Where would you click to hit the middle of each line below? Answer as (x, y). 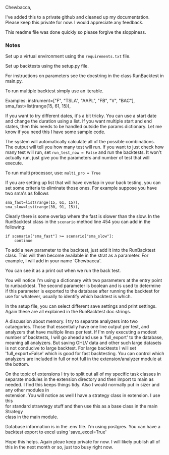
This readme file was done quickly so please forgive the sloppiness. (76, 32)
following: (15, 227)
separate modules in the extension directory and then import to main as (79, 379)
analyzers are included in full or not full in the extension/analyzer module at (83, 359)
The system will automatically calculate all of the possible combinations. (80, 142)
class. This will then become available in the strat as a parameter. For (77, 255)
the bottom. (17, 364)
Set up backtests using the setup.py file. (47, 66)
